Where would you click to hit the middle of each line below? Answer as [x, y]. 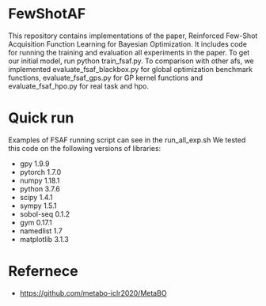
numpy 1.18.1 [40, 180]
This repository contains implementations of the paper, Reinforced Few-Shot [133, 36]
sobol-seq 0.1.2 [45, 213]
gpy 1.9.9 [34, 164]
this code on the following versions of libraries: [85, 148]
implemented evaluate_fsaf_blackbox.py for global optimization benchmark [131, 69]
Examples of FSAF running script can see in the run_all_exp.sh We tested [127, 140]
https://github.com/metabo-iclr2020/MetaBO [93, 293]
